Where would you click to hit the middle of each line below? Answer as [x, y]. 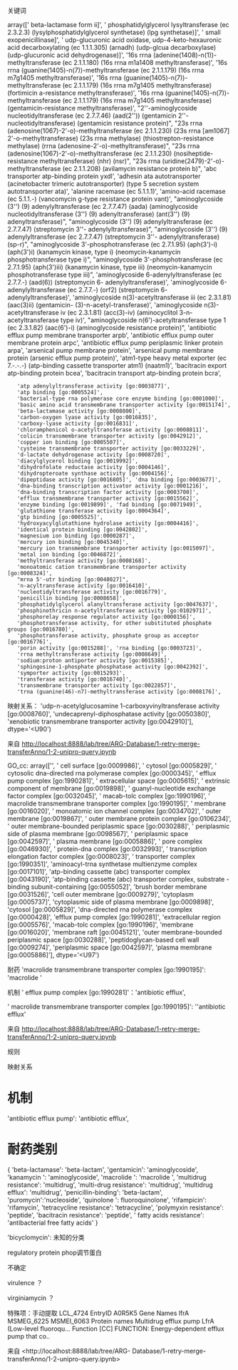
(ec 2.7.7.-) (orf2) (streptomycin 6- [118, 290]
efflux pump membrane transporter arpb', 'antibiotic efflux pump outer [110, 335]
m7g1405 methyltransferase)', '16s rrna [65, 78]
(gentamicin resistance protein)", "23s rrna [140, 123]
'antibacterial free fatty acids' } [53, 1222]
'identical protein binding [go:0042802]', [82, 530]
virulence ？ [25, 1282]
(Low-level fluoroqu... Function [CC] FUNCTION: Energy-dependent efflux [116, 1329]
